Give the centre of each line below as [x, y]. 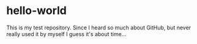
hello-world [37, 11]
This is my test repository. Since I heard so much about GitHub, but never [99, 28]
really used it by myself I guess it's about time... [66, 34]
